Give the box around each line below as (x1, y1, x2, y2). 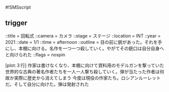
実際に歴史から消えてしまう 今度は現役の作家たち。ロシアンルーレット (14, 75, 161, 81)
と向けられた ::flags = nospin (5, 51, 66, 57)
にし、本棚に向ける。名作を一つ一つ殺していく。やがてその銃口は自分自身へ (5, 45, 164, 51)
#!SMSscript (5, 5, 31, 10)
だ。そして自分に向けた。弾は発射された (5, 81, 89, 87)
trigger (5, 19, 28, 27)
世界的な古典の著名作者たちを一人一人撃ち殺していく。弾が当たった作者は (5, 68, 160, 74)
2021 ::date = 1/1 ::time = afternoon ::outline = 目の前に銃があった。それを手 (5, 39, 162, 45)
